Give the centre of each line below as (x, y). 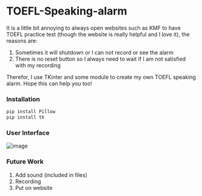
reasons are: (22, 41)
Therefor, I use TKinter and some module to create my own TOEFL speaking (101, 77)
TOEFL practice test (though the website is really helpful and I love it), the (98, 34)
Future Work (25, 162)
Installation (23, 99)
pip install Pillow (31, 112)
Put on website (34, 188)
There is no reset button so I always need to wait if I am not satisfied (100, 59)
